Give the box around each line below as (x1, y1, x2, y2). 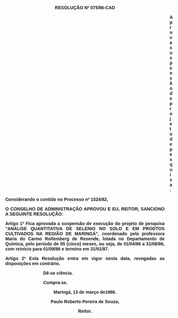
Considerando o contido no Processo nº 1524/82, (5, 197, 108, 202)
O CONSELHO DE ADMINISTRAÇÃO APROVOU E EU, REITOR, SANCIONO (5, 206, 165, 212)
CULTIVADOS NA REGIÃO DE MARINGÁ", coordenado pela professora (5, 231, 165, 236)
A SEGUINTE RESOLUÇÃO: (5, 211, 64, 217)
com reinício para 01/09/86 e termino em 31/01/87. (5, 246, 109, 251)
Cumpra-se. (43, 280, 68, 285)
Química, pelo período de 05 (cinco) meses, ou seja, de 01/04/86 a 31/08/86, (5, 241, 165, 246)
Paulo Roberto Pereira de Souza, (50, 299, 120, 304)
